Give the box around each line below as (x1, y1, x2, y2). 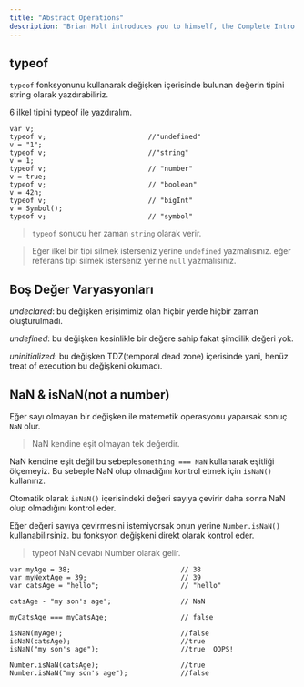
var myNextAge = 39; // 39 (9, 572, 202, 582)
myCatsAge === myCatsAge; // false (9, 612, 214, 621)
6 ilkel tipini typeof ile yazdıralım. (9, 106, 133, 118)
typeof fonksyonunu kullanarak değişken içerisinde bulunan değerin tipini (9, 79, 285, 91)
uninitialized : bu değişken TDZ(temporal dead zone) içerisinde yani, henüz (9, 351, 289, 362)
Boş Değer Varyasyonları (9, 281, 154, 297)
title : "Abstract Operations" (9, 13, 125, 23)
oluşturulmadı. (9, 316, 64, 327)
